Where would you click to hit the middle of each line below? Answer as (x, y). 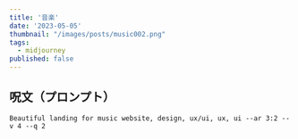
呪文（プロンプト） (62, 98)
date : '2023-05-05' (46, 26)
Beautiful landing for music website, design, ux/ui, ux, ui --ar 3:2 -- (150, 118)
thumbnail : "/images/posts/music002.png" (88, 34)
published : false (42, 59)
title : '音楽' (34, 17)
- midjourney (42, 51)
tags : (19, 42)
